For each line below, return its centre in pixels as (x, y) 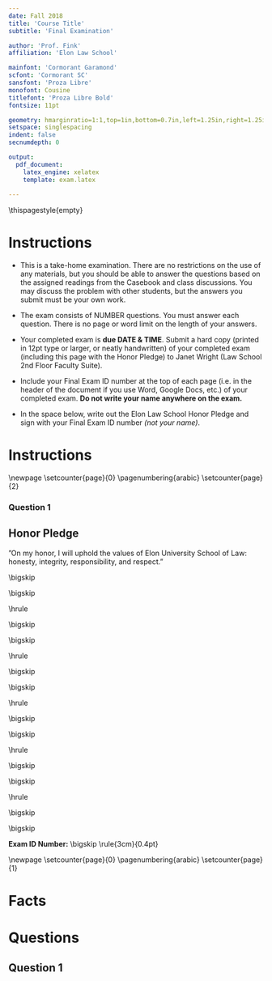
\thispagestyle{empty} (46, 210)
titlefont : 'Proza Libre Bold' (61, 98)
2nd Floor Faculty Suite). (61, 366)
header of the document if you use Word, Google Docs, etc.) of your (134, 390)
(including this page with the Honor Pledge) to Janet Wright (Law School (141, 357)
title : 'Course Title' (47, 23)
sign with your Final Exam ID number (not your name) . (110, 423)
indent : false (32, 135)
